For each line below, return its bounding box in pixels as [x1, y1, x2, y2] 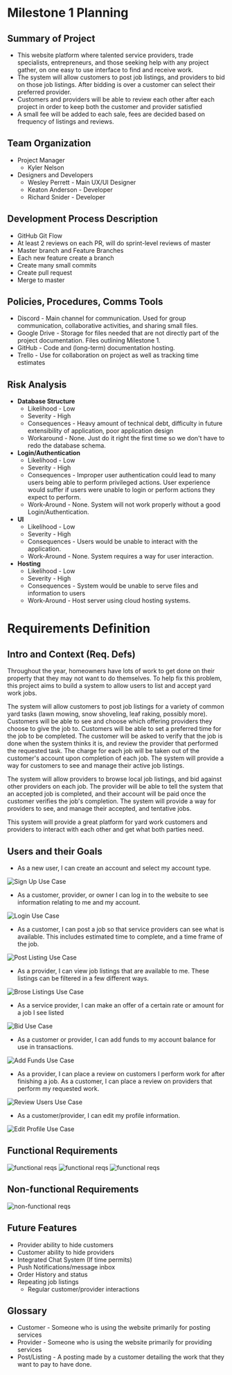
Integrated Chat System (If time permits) [17, 1255, 133, 1264]
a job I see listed [17, 1009, 64, 1017]
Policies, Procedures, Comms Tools [7, 296, 163, 308]
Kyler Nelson [27, 163, 64, 172]
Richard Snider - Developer [27, 192, 106, 201]
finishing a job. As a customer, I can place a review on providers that [17, 1077, 213, 1085]
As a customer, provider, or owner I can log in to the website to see [17, 891, 209, 899]
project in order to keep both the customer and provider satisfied [17, 103, 203, 110]
